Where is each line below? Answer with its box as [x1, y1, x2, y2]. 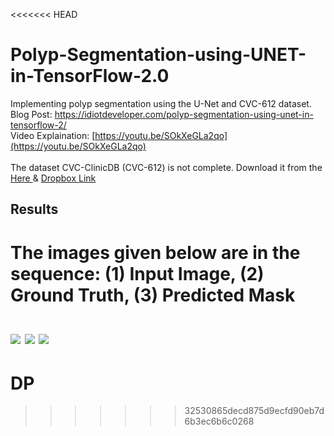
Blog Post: [10, 108, 53, 120]
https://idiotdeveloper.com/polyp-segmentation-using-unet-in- [54, 108, 314, 120]
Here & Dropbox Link [10, 172, 97, 184]
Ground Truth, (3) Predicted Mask [10, 284, 296, 306]
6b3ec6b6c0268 [184, 415, 255, 428]
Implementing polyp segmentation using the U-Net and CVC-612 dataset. [10, 97, 312, 109]
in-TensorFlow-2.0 [10, 65, 170, 88]
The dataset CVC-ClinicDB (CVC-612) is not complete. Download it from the [10, 161, 323, 173]
